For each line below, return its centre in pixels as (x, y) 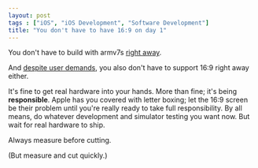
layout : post (29, 15)
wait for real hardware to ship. (57, 125)
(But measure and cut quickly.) (58, 155)
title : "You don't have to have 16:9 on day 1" (88, 30)
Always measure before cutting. (60, 140)
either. (18, 77)
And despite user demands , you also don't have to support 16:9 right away (129, 68)
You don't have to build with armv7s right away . (85, 53)
